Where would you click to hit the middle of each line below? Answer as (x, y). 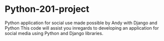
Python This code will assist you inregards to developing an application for (82, 28)
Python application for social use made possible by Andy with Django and (81, 23)
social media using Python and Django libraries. (54, 33)
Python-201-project (47, 9)
